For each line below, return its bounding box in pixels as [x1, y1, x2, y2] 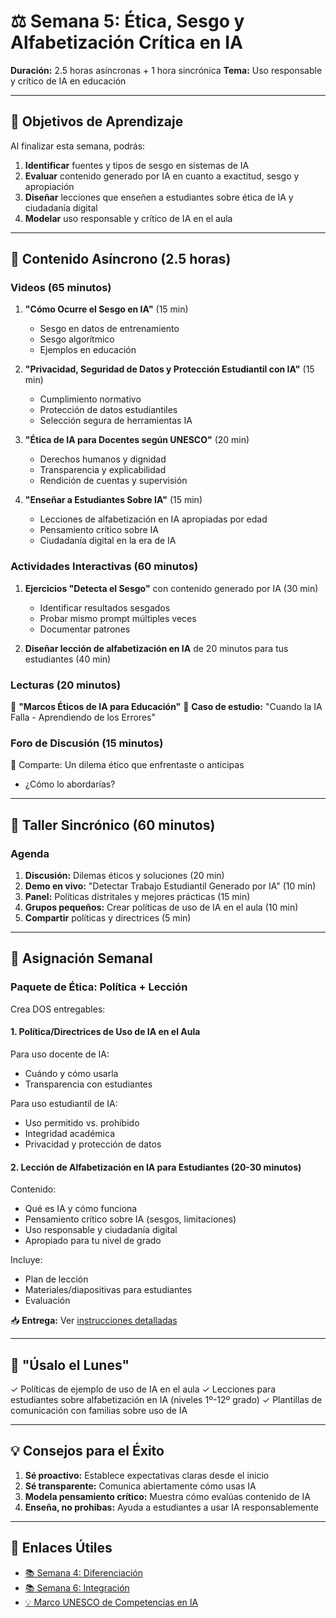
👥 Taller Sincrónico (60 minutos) [10, 816, 216, 834]
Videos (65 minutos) [10, 281, 112, 295]
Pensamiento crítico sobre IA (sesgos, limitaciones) [24, 1213, 237, 1225]
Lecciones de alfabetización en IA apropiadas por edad [39, 513, 268, 525]
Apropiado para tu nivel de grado [24, 1235, 162, 1247]
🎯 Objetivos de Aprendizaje [10, 113, 184, 130]
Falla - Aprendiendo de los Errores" [10, 711, 156, 724]
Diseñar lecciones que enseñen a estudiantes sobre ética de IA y [24, 191, 294, 203]
